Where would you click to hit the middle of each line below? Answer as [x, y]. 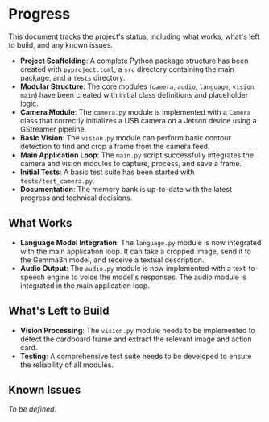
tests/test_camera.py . [57, 180]
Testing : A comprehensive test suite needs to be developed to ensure [136, 356]
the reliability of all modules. [67, 365]
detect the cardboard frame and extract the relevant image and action [136, 339]
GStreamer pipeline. [53, 129]
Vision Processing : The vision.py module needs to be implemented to [138, 330]
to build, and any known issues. [61, 44]
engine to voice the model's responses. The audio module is [147, 277]
